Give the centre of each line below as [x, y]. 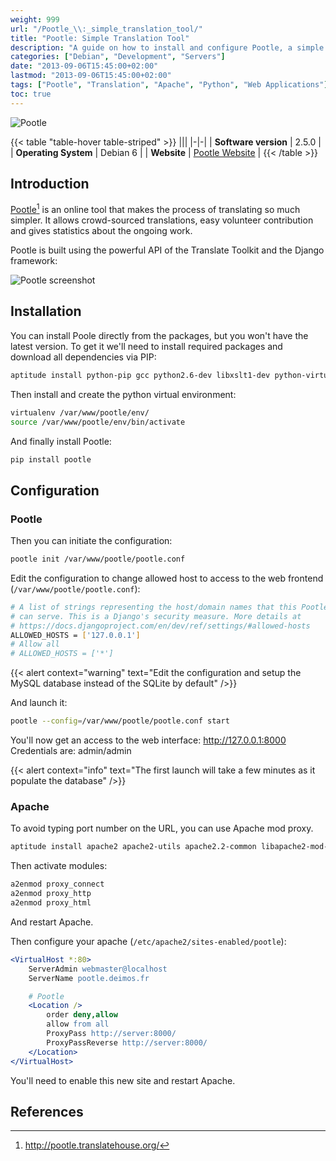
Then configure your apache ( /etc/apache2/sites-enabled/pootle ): [148, 941]
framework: [34, 261]
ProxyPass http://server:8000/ [111, 1034]
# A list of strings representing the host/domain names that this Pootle [169, 607]
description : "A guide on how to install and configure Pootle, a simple [167, 47]
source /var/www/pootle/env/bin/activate [98, 422]
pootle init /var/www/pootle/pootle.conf [98, 559]
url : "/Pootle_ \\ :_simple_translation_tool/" [106, 29]
